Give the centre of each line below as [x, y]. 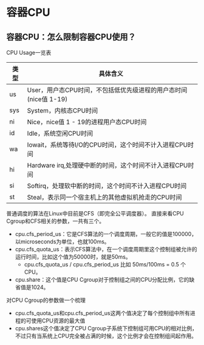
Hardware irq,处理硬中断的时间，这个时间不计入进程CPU [107, 165]
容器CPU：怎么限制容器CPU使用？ [71, 37]
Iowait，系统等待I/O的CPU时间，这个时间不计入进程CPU [107, 145]
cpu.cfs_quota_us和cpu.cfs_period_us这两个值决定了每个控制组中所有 [102, 313]
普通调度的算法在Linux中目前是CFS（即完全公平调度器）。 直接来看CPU [95, 213]
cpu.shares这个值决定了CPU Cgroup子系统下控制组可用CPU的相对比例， [106, 328]
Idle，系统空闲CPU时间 [60, 133]
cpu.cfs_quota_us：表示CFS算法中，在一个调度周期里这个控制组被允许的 [106, 249]
